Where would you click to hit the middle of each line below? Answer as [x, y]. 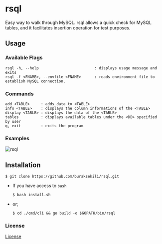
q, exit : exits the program [44, 126]
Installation [23, 165]
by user [13, 121]
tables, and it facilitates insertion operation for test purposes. [68, 27]
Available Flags [24, 58]
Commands [19, 94]
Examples [17, 138]
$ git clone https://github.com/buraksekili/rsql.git [62, 177]
